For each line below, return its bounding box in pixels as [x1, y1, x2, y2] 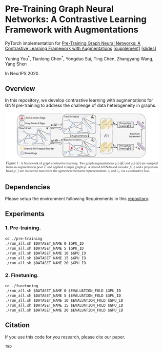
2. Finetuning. [5, 272, 39, 278]
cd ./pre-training [5, 236, 42, 241]
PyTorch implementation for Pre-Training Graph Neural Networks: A [5, 40, 141, 46]
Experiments [5, 210, 45, 218]
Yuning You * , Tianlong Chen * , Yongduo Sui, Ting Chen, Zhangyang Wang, [5, 55, 154, 61]
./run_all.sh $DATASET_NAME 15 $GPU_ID [5, 255, 86, 260]
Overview [5, 84, 36, 93]
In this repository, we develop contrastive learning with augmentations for [5, 98, 153, 103]
